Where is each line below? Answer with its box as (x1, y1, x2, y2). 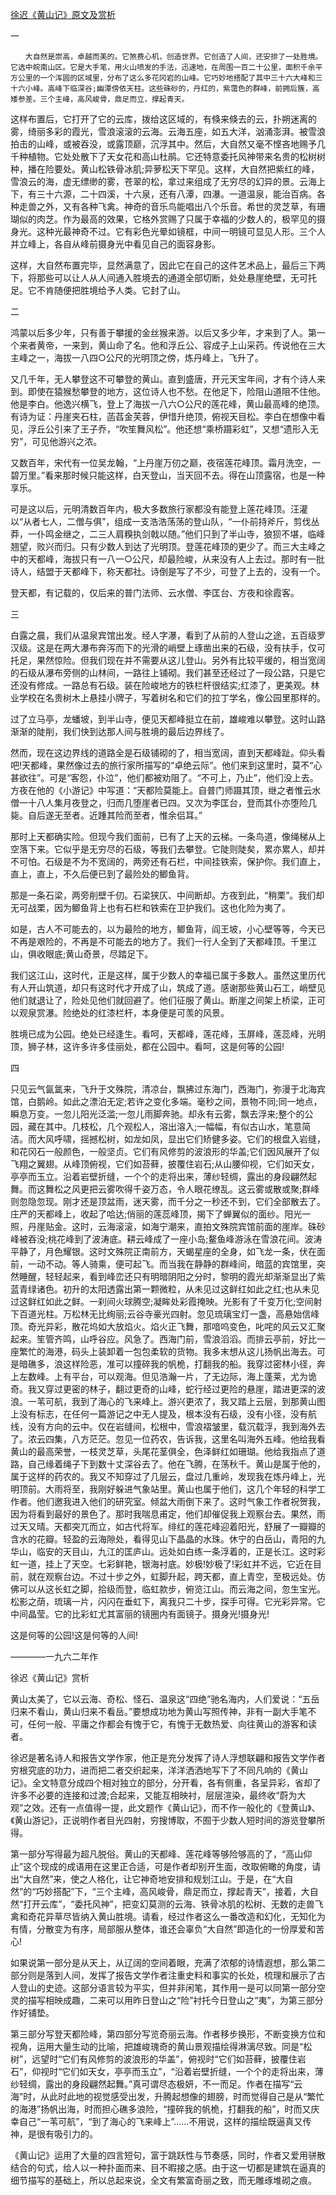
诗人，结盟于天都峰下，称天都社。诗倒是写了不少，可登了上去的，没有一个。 (10, 566, 326, 577)
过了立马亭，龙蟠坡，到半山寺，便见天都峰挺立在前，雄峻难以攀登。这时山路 (10, 713, 326, 725)
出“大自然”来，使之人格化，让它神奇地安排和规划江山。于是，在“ (10, 1873, 277, 1885)
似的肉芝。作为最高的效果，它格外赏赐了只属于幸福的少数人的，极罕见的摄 (18, 213, 326, 225)
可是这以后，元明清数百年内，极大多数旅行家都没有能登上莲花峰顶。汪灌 (10, 503, 308, 515)
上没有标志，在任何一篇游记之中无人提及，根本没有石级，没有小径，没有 (10, 1408, 308, 1420)
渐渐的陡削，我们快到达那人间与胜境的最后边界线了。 (10, 726, 230, 737)
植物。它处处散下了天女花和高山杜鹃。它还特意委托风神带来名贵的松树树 (27, 151, 326, 162)
